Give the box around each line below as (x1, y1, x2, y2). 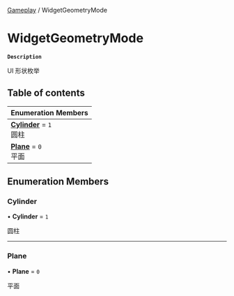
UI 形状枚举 (7, 66, 40, 75)
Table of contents (7, 87, 85, 99)
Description (7, 53, 42, 60)
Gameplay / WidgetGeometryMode (7, 6, 108, 14)
